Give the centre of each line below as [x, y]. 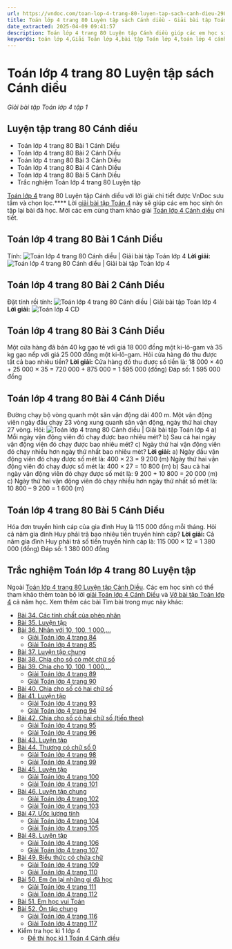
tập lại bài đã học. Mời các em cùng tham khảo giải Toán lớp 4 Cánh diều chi [116, 210]
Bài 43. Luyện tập [42, 740]
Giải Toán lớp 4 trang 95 [62, 725]
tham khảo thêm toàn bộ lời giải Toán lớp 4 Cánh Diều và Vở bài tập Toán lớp [116, 594]
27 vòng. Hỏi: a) [112, 430]
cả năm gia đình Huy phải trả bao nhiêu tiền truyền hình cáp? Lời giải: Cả [111, 534]
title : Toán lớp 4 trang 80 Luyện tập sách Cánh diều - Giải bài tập [109, 20]
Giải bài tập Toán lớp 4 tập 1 [48, 107]
